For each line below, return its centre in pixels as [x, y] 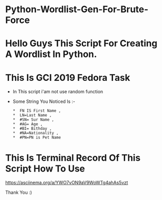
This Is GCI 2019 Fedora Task [68, 78]
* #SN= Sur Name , [33, 120]
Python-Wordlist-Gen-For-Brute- [77, 9]
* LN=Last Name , [32, 116]
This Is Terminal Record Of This [73, 158]
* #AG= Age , [28, 124]
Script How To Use [45, 168]
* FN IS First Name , [37, 111]
